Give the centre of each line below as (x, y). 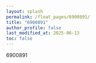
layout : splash (25, 11)
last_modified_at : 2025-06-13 (43, 33)
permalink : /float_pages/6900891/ (48, 17)
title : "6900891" (27, 22)
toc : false (19, 38)
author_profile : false (34, 28)
